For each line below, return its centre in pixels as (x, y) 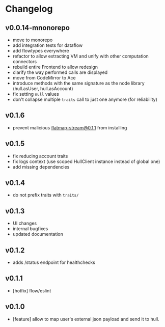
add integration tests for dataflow (48, 45)
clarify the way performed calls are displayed (60, 72)
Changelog (29, 9)
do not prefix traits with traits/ (46, 195)
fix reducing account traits (40, 156)
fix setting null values (36, 94)
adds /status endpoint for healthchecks (54, 262)
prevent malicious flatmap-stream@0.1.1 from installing (70, 127)
